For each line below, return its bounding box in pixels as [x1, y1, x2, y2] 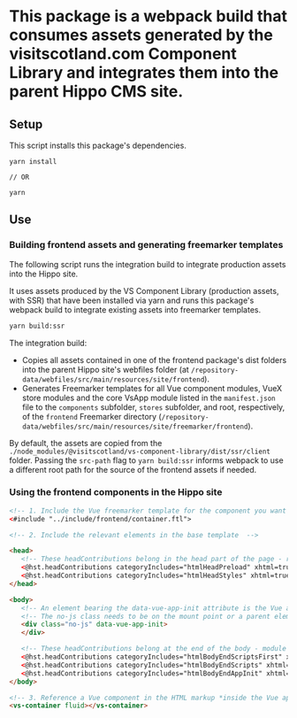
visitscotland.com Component [9, 44, 237, 64]
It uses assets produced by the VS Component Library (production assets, [9, 285, 279, 296]
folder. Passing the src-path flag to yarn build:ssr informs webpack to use [9, 454, 285, 466]
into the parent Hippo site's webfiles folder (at [21, 364, 190, 374]
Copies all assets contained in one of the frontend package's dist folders [21, 354, 287, 365]
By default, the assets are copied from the [9, 437, 163, 448]
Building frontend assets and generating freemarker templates [9, 239, 284, 251]
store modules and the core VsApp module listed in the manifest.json [21, 392, 276, 403]
